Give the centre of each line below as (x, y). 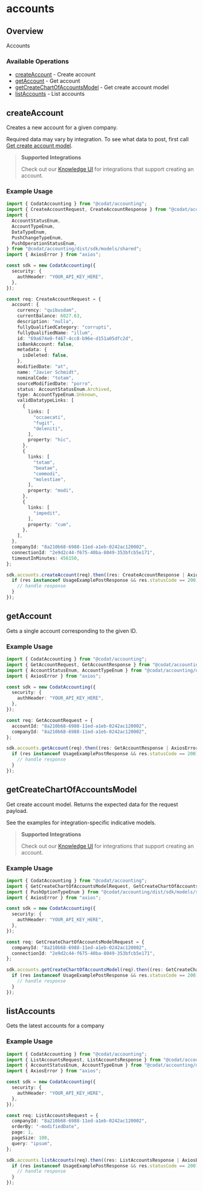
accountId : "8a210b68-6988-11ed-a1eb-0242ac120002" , (79, 726)
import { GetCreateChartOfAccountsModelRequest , (69, 886)
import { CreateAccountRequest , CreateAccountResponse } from (86, 210)
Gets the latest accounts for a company (55, 1026)
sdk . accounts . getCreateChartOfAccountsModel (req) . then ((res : (85, 970)
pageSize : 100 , (31, 1138)
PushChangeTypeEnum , (37, 238)
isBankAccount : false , (46, 344)
